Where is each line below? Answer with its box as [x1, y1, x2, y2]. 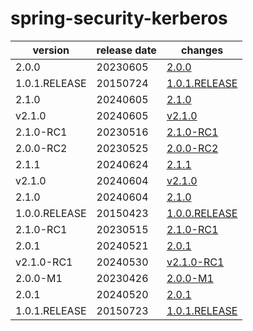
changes [181, 43, 224, 57]
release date [96, 43, 157, 57]
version [32, 43, 70, 57]
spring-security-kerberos [10, 7, 228, 30]
